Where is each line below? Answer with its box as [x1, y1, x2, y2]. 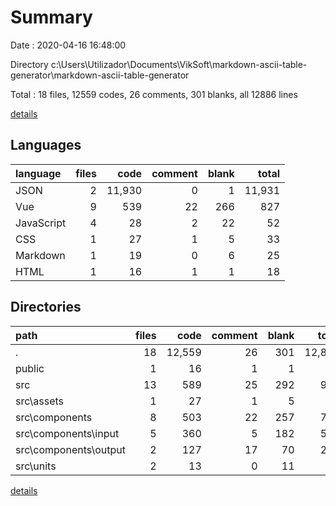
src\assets [15, 394, 65, 408]
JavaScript [15, 216, 67, 230]
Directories [10, 299, 82, 316]
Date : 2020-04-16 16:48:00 [10, 39, 127, 51]
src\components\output [15, 442, 127, 456]
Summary [10, 6, 93, 29]
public [15, 361, 45, 375]
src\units [15, 459, 57, 473]
